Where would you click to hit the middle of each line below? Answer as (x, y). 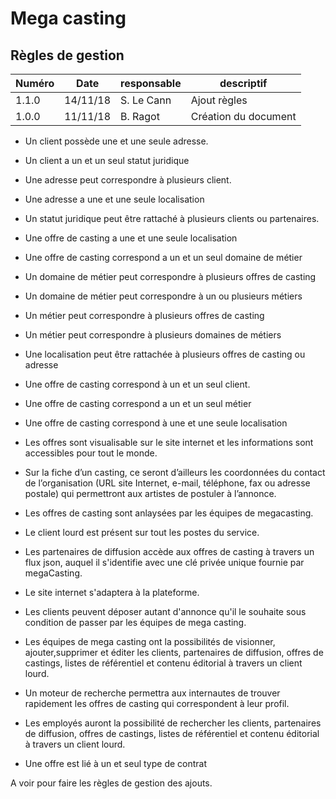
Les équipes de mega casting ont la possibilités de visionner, (150, 641)
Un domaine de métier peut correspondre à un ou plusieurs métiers (163, 296)
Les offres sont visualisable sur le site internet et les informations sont (169, 442)
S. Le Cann (146, 100)
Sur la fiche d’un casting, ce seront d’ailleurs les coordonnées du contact (175, 472)
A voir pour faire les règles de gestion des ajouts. (111, 783)
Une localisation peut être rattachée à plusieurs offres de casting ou (165, 354)
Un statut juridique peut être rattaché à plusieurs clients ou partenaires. (172, 218)
